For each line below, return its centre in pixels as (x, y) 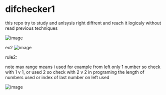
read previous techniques (31, 28)
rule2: (11, 57)
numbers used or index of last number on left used (57, 77)
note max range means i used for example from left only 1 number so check (83, 67)
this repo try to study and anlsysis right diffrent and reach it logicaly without (83, 23)
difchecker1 (30, 9)
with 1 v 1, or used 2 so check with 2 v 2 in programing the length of (75, 72)
